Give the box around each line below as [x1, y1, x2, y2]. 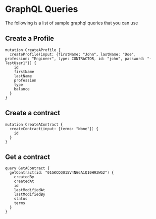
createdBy [14, 175, 35, 180]
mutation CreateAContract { [5, 122, 63, 127]
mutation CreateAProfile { [5, 47, 61, 53]
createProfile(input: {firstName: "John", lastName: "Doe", [9, 52, 136, 57]
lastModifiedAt [14, 188, 46, 193]
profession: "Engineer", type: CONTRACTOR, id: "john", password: [5, 56, 145, 61]
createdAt [14, 179, 35, 184]
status [14, 196, 28, 202]
